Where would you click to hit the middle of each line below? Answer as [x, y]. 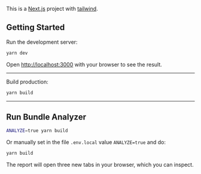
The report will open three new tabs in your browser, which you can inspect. [100, 165]
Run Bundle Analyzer [46, 117]
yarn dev [17, 53]
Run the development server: [42, 42]
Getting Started [36, 27]
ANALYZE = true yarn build [37, 131]
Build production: [28, 82]
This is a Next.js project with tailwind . [52, 9]
